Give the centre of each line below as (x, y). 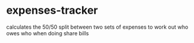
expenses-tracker (52, 10)
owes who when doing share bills (48, 33)
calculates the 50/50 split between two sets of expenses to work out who (97, 27)
